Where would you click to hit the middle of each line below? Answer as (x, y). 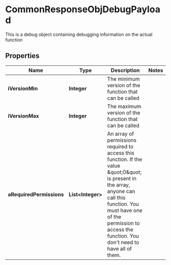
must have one (125, 210)
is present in (122, 178)
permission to (123, 223)
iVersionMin (23, 88)
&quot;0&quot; (124, 172)
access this (121, 153)
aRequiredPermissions (36, 194)
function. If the (125, 159)
